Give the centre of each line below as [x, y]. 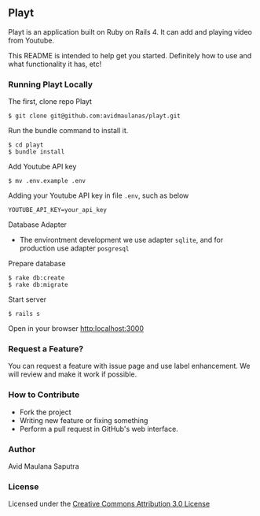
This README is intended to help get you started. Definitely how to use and [130, 55]
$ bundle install [37, 152]
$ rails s [24, 314]
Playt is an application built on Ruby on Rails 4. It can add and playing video [130, 32]
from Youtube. [31, 40]
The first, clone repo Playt [50, 102]
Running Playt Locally [50, 84]
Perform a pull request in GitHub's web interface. [99, 429]
